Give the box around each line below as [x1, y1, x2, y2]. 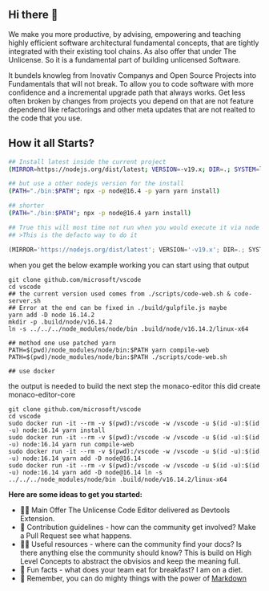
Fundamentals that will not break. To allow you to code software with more [8, 79, 254, 88]
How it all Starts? [8, 137, 94, 150]
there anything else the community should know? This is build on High [19, 548, 252, 557]
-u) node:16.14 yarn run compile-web [8, 440, 134, 448]
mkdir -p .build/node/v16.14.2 [8, 318, 113, 326]
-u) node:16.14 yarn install [8, 426, 106, 434]
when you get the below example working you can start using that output [8, 260, 250, 270]
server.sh [8, 296, 42, 305]
